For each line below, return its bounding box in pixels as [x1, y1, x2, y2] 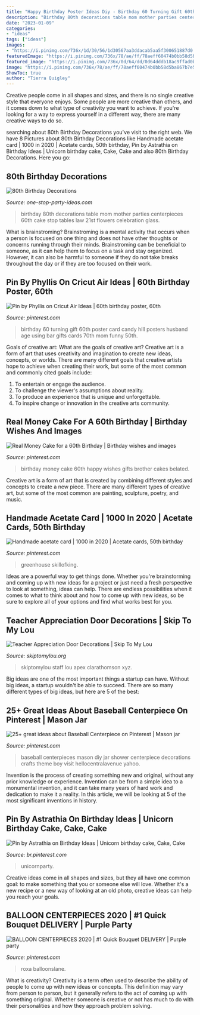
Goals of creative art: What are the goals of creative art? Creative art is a [6, 343, 184, 350]
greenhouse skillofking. [20, 561, 79, 568]
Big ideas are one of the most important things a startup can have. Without [6, 675, 189, 682]
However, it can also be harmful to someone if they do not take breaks [6, 253, 179, 260]
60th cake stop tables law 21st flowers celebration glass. [20, 216, 160, 224]
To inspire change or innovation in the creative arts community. [14, 399, 170, 407]
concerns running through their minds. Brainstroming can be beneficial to [6, 241, 186, 248]
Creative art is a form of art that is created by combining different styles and [6, 476, 193, 484]
